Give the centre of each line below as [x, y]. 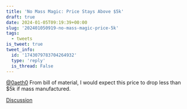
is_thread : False [32, 66]
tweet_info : [20, 50]
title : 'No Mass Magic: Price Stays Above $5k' [65, 11]
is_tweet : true [25, 45]
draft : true [20, 17]
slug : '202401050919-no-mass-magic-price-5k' [62, 28]
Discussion [19, 100]
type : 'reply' [28, 60]
